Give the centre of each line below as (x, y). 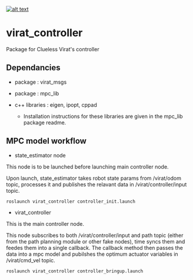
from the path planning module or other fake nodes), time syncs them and (96, 242)
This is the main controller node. (45, 224)
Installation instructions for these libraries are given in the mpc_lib (103, 116)
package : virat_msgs (41, 82)
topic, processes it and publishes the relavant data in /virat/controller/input (96, 184)
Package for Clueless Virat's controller (53, 49)
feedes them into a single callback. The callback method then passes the (95, 248)
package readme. (45, 122)
